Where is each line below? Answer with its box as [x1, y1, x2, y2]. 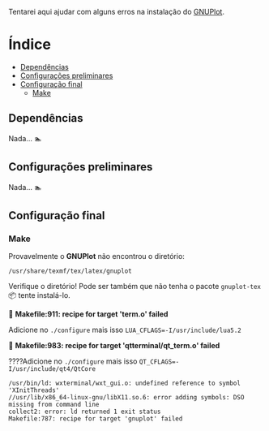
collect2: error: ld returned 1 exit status [8, 407, 161, 416]
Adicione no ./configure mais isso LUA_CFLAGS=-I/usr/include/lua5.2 [8, 325, 241, 335]
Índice [8, 36, 51, 54]
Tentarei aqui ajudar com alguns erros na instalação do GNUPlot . [8, 7, 225, 16]
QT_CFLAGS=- [139, 358, 180, 366]
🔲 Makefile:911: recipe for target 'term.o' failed [8, 309, 169, 319]
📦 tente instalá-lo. [8, 291, 70, 300]
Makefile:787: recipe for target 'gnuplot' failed [8, 415, 183, 423]
